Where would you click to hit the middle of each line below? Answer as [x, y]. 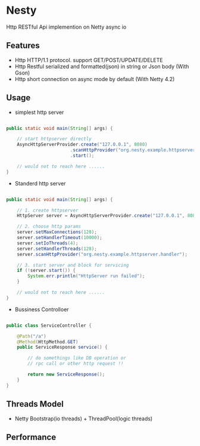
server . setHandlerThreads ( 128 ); [57, 249]
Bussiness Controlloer [42, 309]
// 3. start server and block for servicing [73, 265]
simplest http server [39, 112]
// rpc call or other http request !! [76, 364]
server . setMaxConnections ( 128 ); [57, 232]
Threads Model [35, 404]
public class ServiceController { [49, 326]
